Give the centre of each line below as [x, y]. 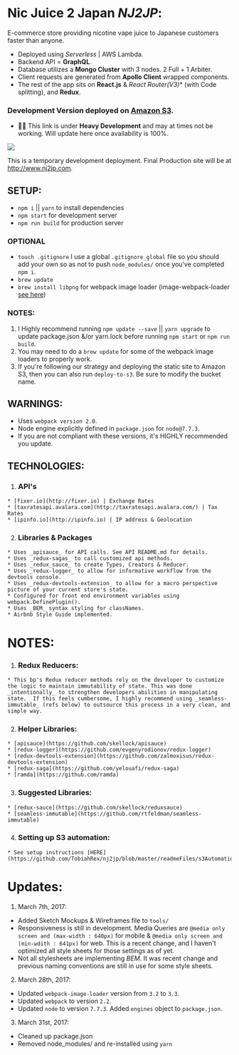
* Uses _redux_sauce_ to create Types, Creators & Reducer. [99, 565]
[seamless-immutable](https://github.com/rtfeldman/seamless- [108, 814]
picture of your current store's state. [68, 590]
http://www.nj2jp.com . [40, 168]
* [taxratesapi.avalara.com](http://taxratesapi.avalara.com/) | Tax [113, 508]
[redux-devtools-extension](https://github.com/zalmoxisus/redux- [114, 756]
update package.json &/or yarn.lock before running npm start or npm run [123, 336]
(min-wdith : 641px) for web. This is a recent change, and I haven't [117, 943]
